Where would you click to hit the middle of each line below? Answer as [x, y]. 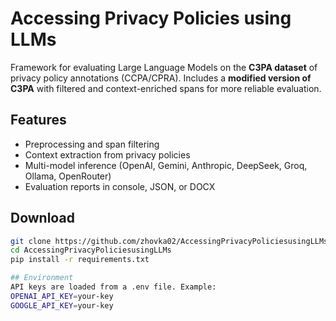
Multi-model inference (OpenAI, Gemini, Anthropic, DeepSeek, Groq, [166, 165]
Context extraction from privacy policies [107, 154]
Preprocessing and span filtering [92, 144]
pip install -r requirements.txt [80, 260]
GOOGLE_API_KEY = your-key [62, 305]
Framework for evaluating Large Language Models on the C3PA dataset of [164, 67]
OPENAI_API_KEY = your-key [62, 296]
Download [42, 218]
